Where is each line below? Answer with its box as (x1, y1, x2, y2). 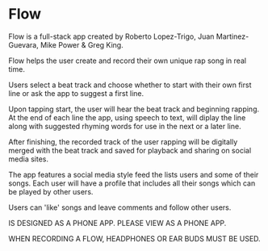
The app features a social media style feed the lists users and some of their (8, 169, 259, 179)
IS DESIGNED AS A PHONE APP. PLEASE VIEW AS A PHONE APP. (8, 218, 227, 228)
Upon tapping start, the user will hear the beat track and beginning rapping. (8, 104, 260, 114)
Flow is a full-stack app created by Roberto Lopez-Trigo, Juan (8, 31, 215, 41)
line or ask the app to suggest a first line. (8, 88, 144, 98)
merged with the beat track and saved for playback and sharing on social (8, 145, 252, 155)
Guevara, (8, 40, 39, 49)
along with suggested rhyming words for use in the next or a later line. (8, 121, 241, 131)
